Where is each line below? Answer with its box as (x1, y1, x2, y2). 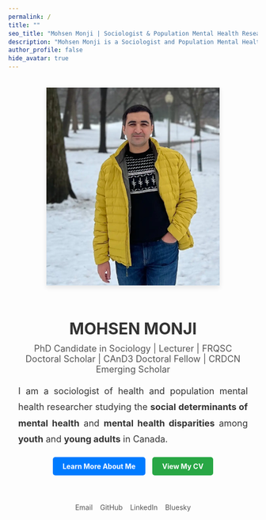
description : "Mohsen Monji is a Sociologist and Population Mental (8, 38, 239, 46)
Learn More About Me (62, 461, 136, 471)
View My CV (161, 461, 204, 471)
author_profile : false (8, 46, 83, 55)
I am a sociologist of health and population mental (18, 385, 248, 397)
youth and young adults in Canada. (18, 433, 169, 445)
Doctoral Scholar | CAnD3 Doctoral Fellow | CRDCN (25, 353, 241, 364)
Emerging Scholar (95, 363, 171, 375)
